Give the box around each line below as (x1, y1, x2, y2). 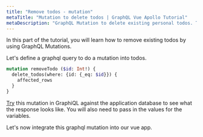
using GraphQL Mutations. (6, 43, 72, 50)
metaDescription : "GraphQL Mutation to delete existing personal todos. (6, 20, 193, 26)
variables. (6, 112, 31, 119)
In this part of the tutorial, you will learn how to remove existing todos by (6, 37, 186, 44)
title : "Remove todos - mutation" (6, 8, 94, 15)
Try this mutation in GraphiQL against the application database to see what (6, 99, 192, 106)
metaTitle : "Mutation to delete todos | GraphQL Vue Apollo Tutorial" (6, 14, 188, 20)
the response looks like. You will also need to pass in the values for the (6, 106, 182, 113)
